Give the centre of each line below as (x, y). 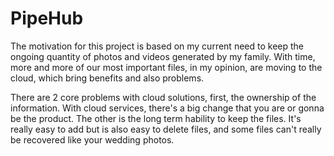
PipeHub (47, 18)
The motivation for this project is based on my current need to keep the (157, 46)
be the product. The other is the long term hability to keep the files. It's (156, 118)
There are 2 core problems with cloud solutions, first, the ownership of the (163, 97)
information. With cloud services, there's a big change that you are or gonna (167, 108)
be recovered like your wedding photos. (92, 139)
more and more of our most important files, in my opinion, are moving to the (166, 67)
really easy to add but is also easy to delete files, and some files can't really (166, 129)
